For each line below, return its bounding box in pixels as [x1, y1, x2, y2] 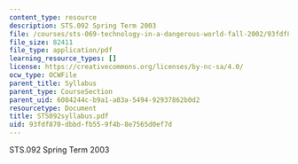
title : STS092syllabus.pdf [9, 112, 109, 121]
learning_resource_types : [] [9, 54, 117, 63]
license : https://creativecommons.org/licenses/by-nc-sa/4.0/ [9, 63, 244, 72]
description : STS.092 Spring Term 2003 [9, 21, 157, 30]
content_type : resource [9, 12, 98, 22]
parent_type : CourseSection [9, 87, 114, 96]
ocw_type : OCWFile [9, 71, 77, 80]
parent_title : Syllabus [9, 79, 98, 88]
